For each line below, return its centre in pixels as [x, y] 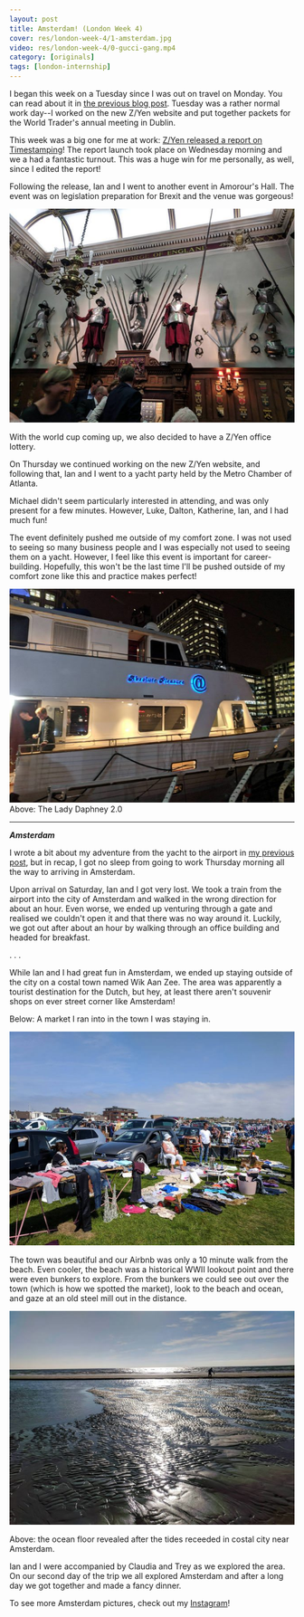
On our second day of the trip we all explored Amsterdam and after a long [147, 1576]
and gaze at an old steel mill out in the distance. [98, 1298]
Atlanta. [24, 483]
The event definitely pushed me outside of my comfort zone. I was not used [151, 537]
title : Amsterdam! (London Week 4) [76, 29]
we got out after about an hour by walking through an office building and [145, 928]
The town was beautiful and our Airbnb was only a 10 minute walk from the [149, 1260]
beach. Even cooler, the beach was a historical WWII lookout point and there [152, 1270]
